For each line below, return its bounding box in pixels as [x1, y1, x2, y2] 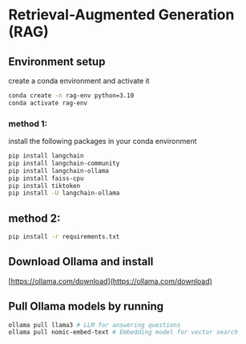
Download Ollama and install [8, 255, 154, 268]
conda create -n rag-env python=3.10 [8, 92, 135, 100]
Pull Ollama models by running [8, 300, 164, 313]
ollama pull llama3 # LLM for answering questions [8, 321, 181, 329]
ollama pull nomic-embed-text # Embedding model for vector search [8, 328, 239, 337]
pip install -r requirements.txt [8, 233, 120, 241]
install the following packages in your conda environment [8, 137, 197, 146]
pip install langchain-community [8, 159, 120, 167]
